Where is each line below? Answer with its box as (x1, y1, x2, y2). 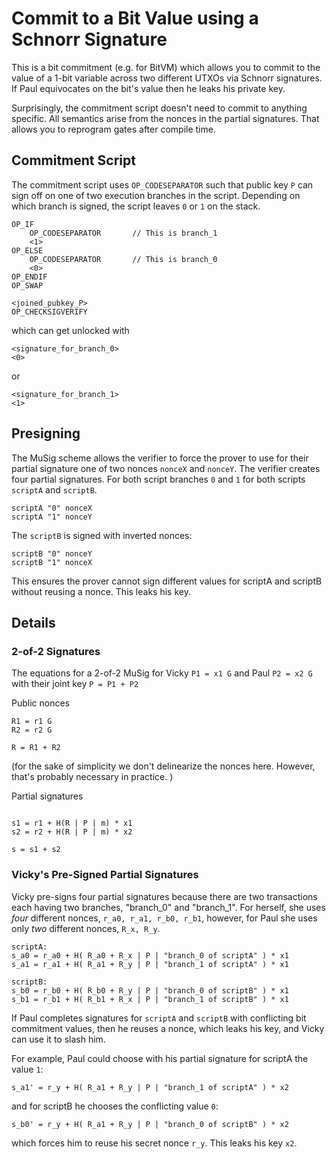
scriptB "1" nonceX (11, 557, 93, 567)
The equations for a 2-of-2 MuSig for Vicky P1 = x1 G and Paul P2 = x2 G (11, 667, 313, 679)
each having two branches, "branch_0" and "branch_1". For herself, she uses (11, 901, 326, 913)
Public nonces (11, 697, 70, 709)
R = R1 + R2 (11, 743, 61, 753)
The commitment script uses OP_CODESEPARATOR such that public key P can (11, 178, 314, 191)
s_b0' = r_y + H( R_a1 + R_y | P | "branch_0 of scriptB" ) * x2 (11, 1119, 289, 1129)
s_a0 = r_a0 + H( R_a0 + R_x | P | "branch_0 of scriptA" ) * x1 (11, 950, 289, 961)
